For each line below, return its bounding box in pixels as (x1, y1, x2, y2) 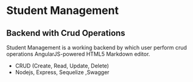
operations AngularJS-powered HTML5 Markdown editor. (6, 50, 150, 58)
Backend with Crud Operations (6, 28, 126, 38)
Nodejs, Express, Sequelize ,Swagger (15, 69, 110, 76)
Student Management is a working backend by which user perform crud (6, 44, 188, 51)
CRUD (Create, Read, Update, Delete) (15, 62, 110, 69)
